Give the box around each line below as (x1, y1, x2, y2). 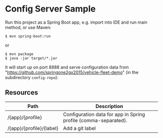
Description (95, 103, 123, 110)
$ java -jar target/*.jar (5, 55, 57, 61)
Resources (5, 88, 38, 97)
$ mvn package (5, 52, 34, 56)
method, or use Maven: (5, 24, 51, 30)
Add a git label (63, 124, 96, 131)
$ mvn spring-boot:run (5, 34, 51, 39)
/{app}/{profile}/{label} (7, 124, 59, 131)
